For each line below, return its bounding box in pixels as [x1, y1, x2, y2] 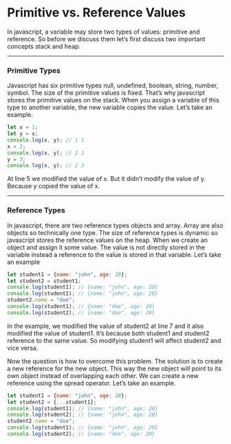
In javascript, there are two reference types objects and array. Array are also [7, 221, 223, 230]
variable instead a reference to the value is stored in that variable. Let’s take [7, 250, 221, 258]
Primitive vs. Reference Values [7, 5, 186, 21]
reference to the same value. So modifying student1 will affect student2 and [7, 336, 221, 344]
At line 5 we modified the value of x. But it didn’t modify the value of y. [7, 175, 206, 183]
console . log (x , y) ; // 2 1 [7, 149, 85, 156]
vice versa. [7, 344, 38, 352]
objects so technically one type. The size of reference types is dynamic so [7, 228, 218, 236]
